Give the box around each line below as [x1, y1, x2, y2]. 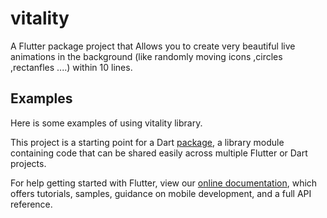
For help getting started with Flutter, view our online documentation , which [10, 177, 318, 189]
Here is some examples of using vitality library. [10, 117, 203, 129]
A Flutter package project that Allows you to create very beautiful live [10, 40, 296, 52]
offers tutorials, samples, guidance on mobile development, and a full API [10, 187, 312, 199]
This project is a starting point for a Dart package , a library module [10, 136, 285, 148]
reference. [10, 198, 53, 210]
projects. [10, 157, 47, 169]
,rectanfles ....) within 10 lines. [10, 61, 133, 73]
